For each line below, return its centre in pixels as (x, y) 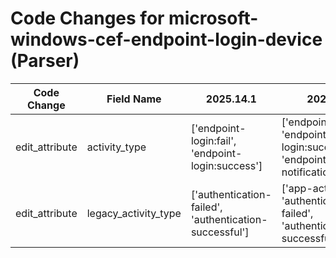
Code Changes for (87, 18)
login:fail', (213, 140)
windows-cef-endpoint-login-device (166, 39)
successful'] (220, 232)
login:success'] (226, 165)
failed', (206, 207)
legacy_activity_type (134, 213)
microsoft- (213, 18)
